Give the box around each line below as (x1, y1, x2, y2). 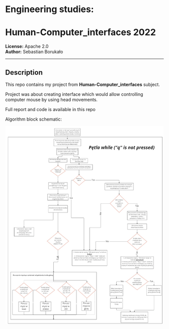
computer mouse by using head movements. (5, 96, 98, 102)
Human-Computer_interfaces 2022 (5, 27, 156, 38)
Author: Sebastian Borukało (5, 49, 63, 55)
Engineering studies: (5, 4, 94, 15)
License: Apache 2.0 (5, 43, 49, 49)
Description (5, 68, 43, 77)
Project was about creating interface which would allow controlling (5, 91, 143, 97)
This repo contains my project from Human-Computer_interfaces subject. (5, 81, 160, 87)
